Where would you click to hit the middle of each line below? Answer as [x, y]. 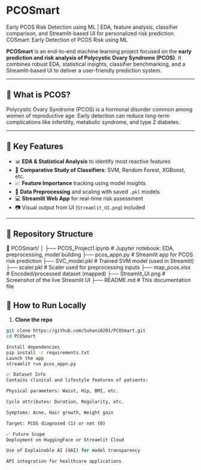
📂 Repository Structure [50, 234]
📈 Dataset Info [26, 375]
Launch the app [25, 358]
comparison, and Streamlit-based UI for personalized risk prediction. [91, 33]
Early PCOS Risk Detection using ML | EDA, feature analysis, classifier [92, 27]
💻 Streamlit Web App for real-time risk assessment [79, 198]
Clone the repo [33, 320]
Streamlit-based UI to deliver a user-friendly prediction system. [84, 70]
